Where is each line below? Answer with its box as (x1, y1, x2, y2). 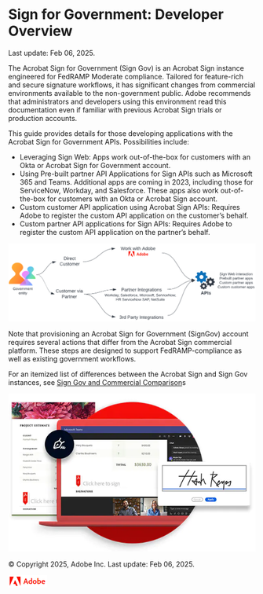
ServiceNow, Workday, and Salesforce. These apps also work (19, 185, 219, 195)
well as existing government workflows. (8, 354, 137, 363)
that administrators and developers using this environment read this (8, 97, 227, 106)
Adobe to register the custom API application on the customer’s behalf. (19, 211, 249, 220)
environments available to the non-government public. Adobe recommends (8, 88, 251, 97)
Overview (8, 22, 73, 40)
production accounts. (8, 113, 78, 123)
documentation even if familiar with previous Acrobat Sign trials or (8, 104, 222, 115)
